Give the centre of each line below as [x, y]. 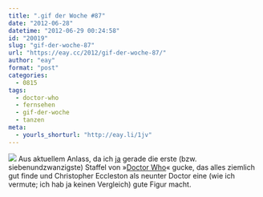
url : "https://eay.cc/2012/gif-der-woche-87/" [87, 53]
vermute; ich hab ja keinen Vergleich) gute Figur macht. [100, 184]
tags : [17, 90]
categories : [28, 75]
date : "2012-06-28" [41, 23]
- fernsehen [36, 105]
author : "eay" [32, 61]
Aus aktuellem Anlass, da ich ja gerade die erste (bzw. [107, 159]
